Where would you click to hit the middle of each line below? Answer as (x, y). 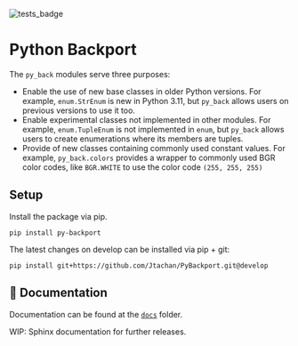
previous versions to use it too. (79, 110)
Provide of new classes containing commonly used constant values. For (154, 148)
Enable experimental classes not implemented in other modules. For (146, 119)
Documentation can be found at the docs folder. (96, 314)
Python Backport (73, 50)
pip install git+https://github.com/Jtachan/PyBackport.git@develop (139, 266)
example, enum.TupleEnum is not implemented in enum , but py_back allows (153, 129)
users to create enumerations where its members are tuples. (133, 139)
